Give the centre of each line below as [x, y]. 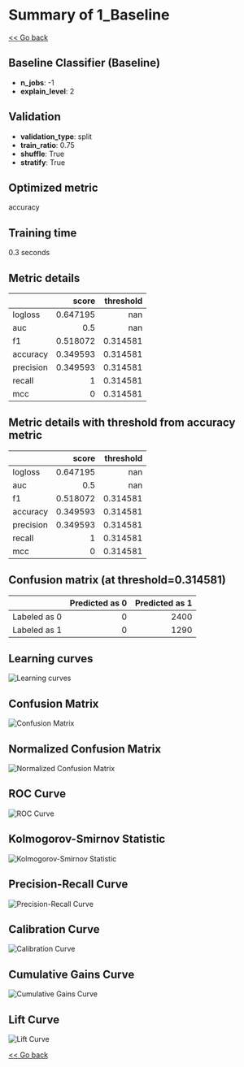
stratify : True [43, 162]
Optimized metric [54, 187]
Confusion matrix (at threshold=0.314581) [117, 580]
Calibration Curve [54, 929]
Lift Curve [34, 1019]
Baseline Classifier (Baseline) [85, 63]
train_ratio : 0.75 [47, 145]
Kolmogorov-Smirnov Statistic [87, 839]
